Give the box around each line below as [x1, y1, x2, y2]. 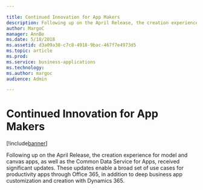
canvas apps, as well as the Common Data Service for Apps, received [6, 158, 180, 165]
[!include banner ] [6, 140, 48, 147]
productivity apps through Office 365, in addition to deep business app [6, 171, 183, 178]
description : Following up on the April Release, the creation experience [6, 19, 199, 26]
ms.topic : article [6, 48, 53, 54]
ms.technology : [6, 65, 45, 71]
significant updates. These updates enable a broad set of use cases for [6, 164, 184, 172]
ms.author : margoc [6, 70, 53, 76]
